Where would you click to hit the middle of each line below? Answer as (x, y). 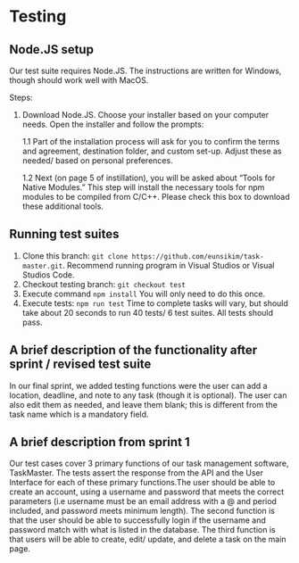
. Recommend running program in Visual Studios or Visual (168, 265)
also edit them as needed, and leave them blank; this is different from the (144, 404)
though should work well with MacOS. (79, 80)
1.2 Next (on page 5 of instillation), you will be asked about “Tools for (149, 178)
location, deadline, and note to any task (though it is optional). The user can (148, 395)
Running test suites (64, 234)
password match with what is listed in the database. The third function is (142, 530)
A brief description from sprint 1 (100, 442)
